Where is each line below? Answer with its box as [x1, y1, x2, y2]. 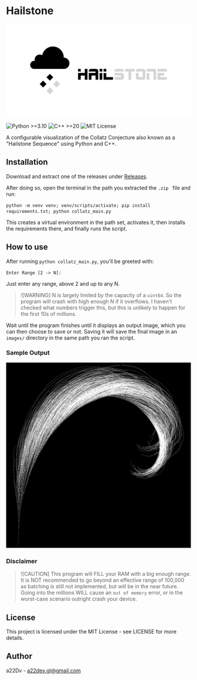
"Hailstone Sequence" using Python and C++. [6, 140, 117, 147]
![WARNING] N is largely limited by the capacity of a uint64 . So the [20, 291, 182, 298]
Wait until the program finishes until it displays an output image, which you [6, 322, 186, 329]
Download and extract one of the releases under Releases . [6, 172, 148, 180]
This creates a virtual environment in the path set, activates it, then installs [6, 219, 186, 226]
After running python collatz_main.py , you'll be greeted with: [6, 258, 154, 265]
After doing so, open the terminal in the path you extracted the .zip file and [6, 184, 191, 191]
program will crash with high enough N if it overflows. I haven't [20, 298, 172, 305]
